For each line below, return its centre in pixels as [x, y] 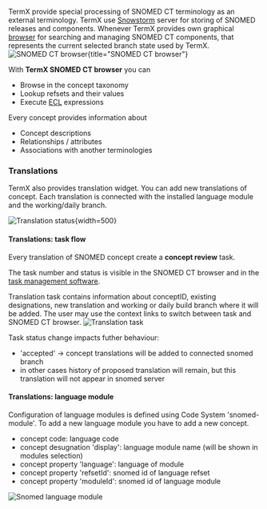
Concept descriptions [56, 133]
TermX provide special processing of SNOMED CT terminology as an [122, 12]
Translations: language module [61, 397]
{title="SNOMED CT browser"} [138, 54]
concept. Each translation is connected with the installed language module [131, 197]
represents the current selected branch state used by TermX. [109, 46]
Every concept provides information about [78, 118]
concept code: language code [69, 439]
